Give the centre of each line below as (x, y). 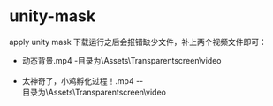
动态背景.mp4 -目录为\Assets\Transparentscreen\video (121, 60)
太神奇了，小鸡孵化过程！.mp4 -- (83, 80)
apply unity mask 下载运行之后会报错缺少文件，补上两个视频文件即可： (138, 42)
